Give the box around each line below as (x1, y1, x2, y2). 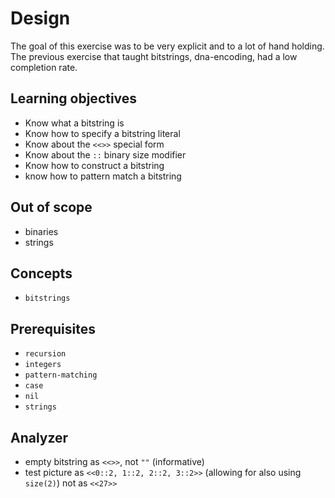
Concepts (10, 265, 73, 282)
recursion (24, 349, 67, 359)
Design (10, 7, 71, 30)
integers (24, 360, 62, 370)
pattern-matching (24, 370, 98, 381)
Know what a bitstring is (24, 117, 125, 129)
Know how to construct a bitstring (24, 159, 165, 171)
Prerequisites (10, 320, 96, 337)
